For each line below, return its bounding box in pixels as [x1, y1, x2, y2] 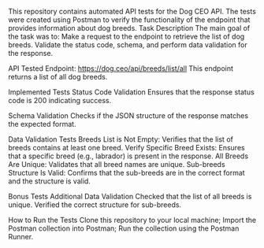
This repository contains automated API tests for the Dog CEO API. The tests [8, 7, 256, 16]
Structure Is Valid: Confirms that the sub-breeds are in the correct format [8, 168, 246, 177]
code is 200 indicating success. [8, 96, 112, 105]
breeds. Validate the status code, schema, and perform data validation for [8, 40, 247, 50]
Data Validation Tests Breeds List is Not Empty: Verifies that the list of [8, 135, 234, 144]
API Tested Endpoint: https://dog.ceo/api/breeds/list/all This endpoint [8, 64, 234, 73]
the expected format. [8, 120, 76, 128]
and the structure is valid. [8, 176, 91, 186]
